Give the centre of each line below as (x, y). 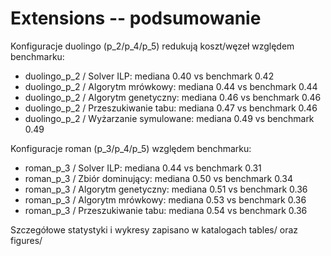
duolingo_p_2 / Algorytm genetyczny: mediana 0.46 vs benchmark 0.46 (173, 97)
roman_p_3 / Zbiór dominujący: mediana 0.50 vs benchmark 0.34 (158, 178)
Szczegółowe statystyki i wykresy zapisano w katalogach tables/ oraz (154, 229)
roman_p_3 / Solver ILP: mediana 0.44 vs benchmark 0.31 (143, 168)
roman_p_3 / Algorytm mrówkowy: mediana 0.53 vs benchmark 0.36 (165, 199)
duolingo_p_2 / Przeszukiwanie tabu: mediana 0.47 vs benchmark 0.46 (171, 108)
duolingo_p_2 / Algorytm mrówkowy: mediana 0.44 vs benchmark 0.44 (171, 86)
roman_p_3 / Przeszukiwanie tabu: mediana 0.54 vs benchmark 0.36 (166, 210)
